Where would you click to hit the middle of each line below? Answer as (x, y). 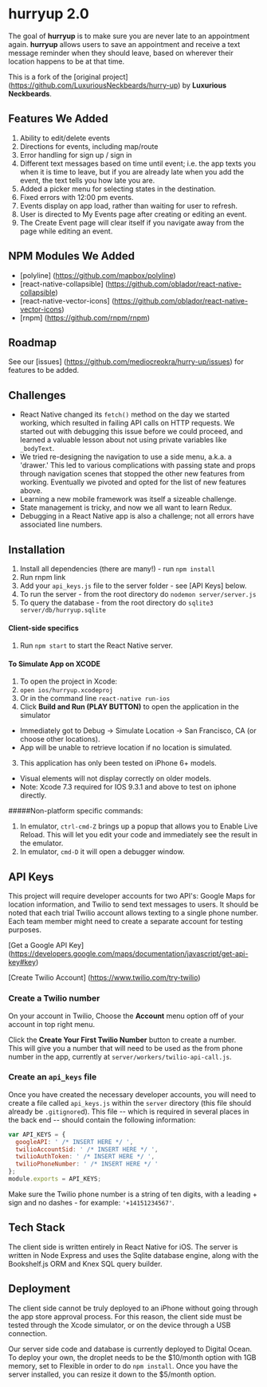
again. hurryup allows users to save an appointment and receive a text (124, 44)
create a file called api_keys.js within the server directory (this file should (130, 1103)
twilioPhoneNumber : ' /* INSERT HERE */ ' (87, 1164)
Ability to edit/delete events (65, 138)
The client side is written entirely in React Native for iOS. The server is (123, 1247)
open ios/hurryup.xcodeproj (66, 691)
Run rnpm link (43, 577)
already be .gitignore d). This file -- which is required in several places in (129, 1111)
